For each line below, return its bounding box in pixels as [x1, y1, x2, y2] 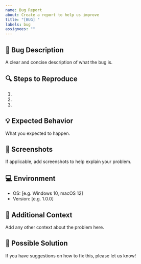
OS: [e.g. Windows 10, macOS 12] [12, 190, 83, 196]
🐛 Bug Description [5, 46, 64, 54]
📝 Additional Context [5, 211, 73, 219]
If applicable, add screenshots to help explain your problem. [5, 158, 132, 165]
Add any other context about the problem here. [5, 224, 105, 230]
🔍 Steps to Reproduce [5, 75, 78, 84]
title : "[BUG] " [5, 17, 40, 22]
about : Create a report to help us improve [5, 12, 100, 17]
